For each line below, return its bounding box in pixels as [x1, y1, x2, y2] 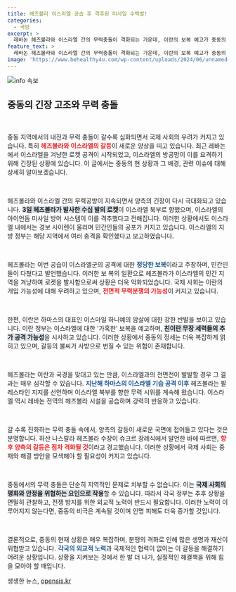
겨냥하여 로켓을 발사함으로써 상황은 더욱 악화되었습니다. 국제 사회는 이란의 [20, 277, 223, 286]
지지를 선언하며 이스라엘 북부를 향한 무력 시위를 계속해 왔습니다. [31, 388, 206, 396]
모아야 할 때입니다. [14, 561, 65, 570]
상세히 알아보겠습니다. [7, 168, 68, 176]
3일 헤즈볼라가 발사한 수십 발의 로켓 [22, 205, 119, 213]
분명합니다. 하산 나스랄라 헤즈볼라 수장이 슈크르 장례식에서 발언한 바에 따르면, [7, 434, 219, 442]
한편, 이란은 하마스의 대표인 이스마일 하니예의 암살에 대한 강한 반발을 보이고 [7, 315, 214, 324]
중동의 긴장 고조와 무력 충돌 [7, 99, 118, 111]
